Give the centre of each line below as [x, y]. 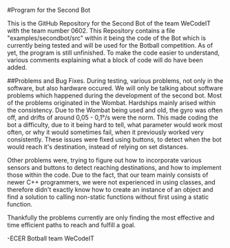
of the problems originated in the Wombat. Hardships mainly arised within [112, 103]
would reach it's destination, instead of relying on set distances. [98, 147]
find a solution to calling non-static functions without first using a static [108, 197]
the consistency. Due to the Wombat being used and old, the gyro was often [115, 110]
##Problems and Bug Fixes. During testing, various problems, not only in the [115, 81]
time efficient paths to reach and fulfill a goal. [71, 225]
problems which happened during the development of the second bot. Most [115, 95]
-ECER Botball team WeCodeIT [51, 238]
